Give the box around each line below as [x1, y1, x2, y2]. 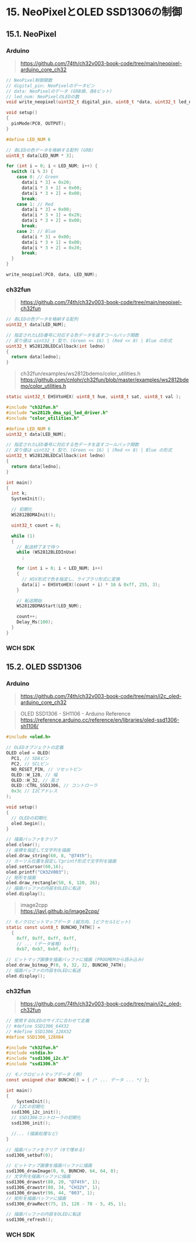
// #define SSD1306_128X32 [6, 1028, 72, 1035]
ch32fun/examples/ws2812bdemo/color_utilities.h [20, 370, 141, 377]
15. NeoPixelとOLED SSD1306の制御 [6, 5, 183, 19]
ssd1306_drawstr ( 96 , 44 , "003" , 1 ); [6, 1190, 95, 1196]
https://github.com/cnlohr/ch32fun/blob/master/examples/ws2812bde [20, 376, 189, 383]
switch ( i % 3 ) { [11, 169, 54, 174]
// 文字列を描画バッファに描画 [6, 1174, 71, 1180]
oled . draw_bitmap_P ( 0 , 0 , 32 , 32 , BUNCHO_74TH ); [6, 962, 127, 969]
